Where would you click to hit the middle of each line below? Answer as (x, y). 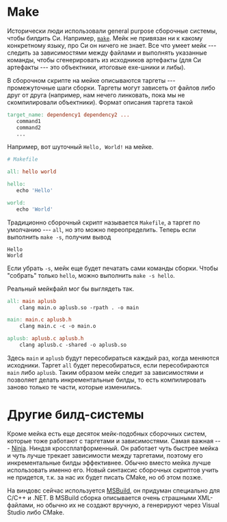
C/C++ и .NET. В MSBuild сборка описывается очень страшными (102, 497)
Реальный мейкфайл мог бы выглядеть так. (71, 289)
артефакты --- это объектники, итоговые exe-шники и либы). (96, 67)
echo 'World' (35, 209)
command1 (28, 121)
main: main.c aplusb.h (39, 320)
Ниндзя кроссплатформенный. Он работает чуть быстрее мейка (124, 448)
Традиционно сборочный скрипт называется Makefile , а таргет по (104, 222)
